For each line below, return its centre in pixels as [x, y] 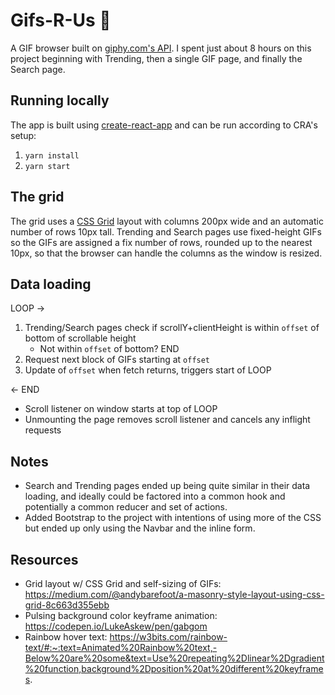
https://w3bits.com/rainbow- [168, 637]
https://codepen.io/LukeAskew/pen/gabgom [116, 626]
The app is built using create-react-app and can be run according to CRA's [164, 125]
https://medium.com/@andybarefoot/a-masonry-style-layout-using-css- [174, 594]
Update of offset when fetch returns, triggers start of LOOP [148, 370]
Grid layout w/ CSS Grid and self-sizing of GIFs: [123, 583]
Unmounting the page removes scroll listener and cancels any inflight [167, 420]
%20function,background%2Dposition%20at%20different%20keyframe [174, 668]
